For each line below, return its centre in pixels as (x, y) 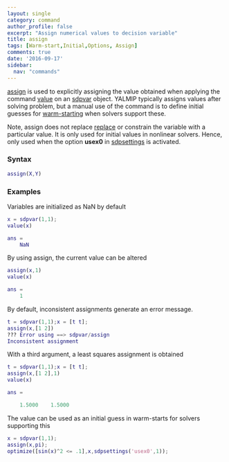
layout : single (29, 14)
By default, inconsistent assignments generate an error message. (100, 309)
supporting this (29, 425)
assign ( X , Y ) (24, 174)
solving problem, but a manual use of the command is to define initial (106, 106)
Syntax (19, 159)
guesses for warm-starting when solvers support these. (86, 113)
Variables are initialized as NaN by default (66, 206)
